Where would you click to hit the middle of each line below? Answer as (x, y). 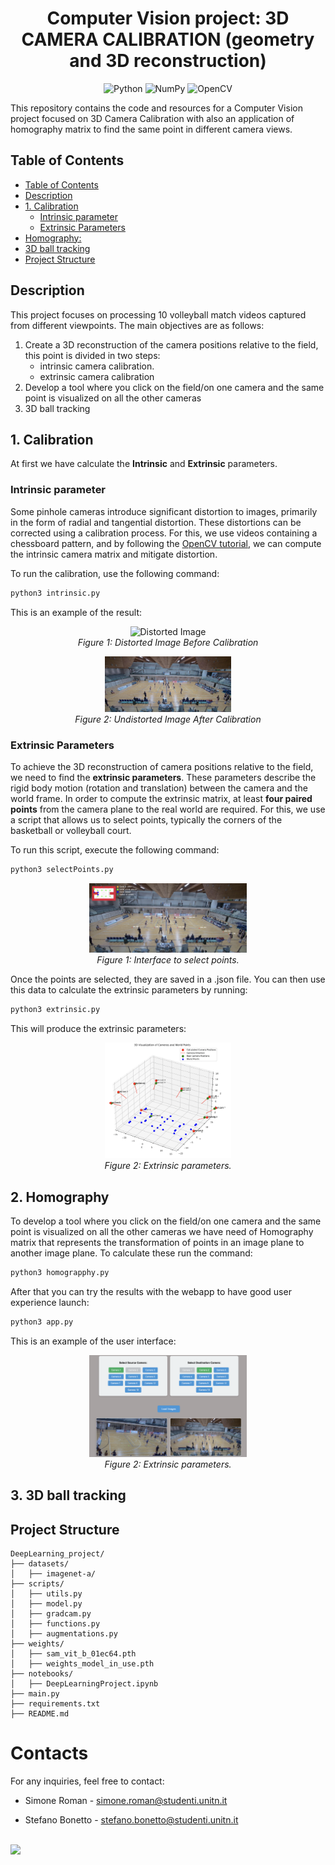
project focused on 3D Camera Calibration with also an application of (152, 118)
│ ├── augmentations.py (64, 1634)
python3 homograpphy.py (60, 1273)
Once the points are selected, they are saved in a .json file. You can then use (168, 979)
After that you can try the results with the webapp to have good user (151, 1291)
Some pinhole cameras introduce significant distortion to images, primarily (164, 511)
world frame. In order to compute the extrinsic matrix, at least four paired (161, 799)
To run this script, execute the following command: (115, 850)
